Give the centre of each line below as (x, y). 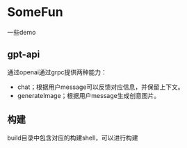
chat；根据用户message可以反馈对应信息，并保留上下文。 (100, 87)
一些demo (22, 32)
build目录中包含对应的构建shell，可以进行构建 (73, 138)
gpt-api (24, 55)
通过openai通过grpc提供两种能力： (57, 72)
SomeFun (35, 12)
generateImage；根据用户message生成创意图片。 (89, 95)
